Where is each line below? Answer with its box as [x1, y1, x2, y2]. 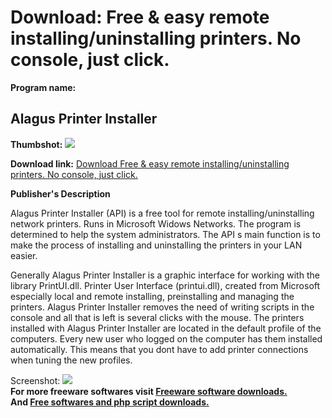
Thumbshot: [10, 138, 63, 150]
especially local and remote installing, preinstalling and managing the [10, 290, 295, 302]
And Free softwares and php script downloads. [10, 396, 210, 408]
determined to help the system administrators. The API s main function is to [10, 228, 321, 240]
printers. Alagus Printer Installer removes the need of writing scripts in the [10, 301, 315, 313]
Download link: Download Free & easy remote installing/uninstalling [10, 157, 290, 170]
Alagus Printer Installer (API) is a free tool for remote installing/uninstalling [10, 207, 315, 219]
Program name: [10, 81, 77, 93]
